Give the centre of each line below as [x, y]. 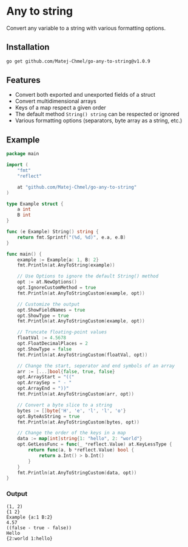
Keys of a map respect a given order [60, 108]
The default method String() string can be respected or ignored [97, 114]
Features [23, 80]
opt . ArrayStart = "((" [46, 377]
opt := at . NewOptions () [47, 282]
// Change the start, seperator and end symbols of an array [96, 366]
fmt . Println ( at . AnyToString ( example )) [66, 265]
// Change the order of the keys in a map [72, 433]
